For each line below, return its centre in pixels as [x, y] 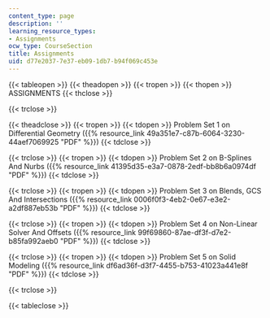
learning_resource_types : [52, 31]
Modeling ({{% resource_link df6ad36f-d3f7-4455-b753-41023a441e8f [128, 265]
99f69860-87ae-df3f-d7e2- [185, 232]
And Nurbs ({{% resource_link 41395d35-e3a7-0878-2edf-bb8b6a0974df [132, 166]
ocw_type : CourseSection [50, 46]
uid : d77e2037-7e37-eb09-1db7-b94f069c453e [83, 62]
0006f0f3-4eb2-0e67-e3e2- [182, 199]
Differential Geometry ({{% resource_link [76, 133]
